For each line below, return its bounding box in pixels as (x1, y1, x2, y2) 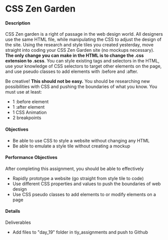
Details (5, 208, 21, 214)
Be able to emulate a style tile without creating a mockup (12, 143, 131, 149)
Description (5, 20, 31, 26)
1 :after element (12, 104, 45, 110)
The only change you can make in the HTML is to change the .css (5, 52, 144, 58)
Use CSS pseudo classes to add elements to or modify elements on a (12, 191, 156, 197)
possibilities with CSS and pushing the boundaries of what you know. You (5, 84, 157, 90)
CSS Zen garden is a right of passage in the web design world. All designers (5, 31, 163, 37)
